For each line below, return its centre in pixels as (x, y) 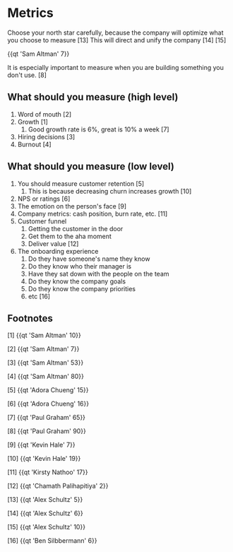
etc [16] (39, 296)
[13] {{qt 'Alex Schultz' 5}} (45, 500)
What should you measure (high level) (93, 97)
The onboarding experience (58, 251)
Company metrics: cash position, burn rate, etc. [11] (92, 213)
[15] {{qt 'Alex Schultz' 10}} (47, 527)
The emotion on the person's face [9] (72, 206)
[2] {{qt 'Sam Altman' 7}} (43, 349)
